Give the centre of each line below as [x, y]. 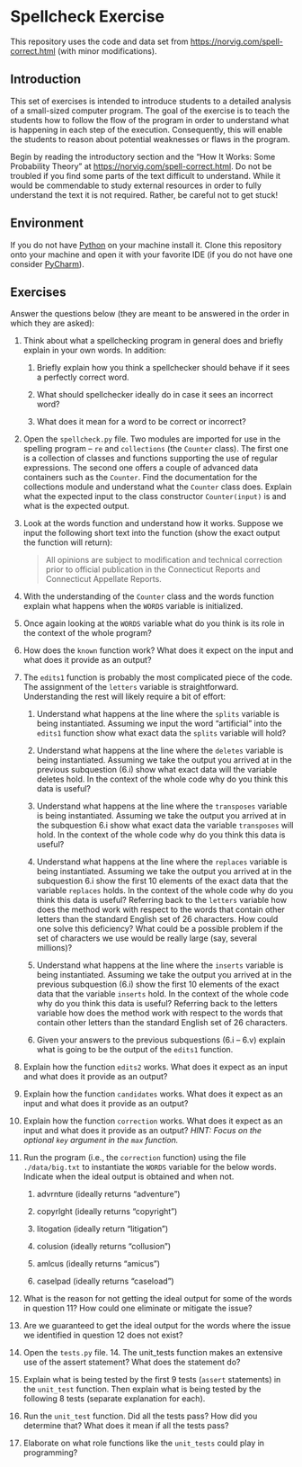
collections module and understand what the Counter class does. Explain [158, 487]
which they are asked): [53, 323]
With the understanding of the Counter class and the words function [149, 596]
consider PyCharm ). [47, 264]
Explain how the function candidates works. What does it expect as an [153, 1094]
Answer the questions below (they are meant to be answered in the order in [150, 314]
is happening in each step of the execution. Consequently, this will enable [147, 130]
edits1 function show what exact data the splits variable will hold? [161, 733]
